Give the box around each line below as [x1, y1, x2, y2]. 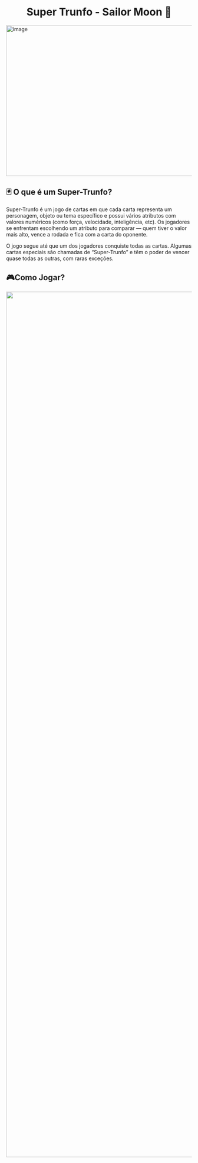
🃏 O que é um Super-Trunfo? [6, 187, 113, 197]
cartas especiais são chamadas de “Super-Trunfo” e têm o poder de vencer [6, 248, 190, 255]
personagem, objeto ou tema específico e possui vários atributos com [6, 212, 176, 219]
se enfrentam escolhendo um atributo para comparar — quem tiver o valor [6, 224, 187, 232]
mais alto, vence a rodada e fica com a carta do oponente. [6, 231, 148, 238]
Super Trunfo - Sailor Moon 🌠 [26, 5, 172, 19]
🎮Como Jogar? [6, 272, 65, 282]
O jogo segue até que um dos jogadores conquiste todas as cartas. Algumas [6, 242, 192, 249]
